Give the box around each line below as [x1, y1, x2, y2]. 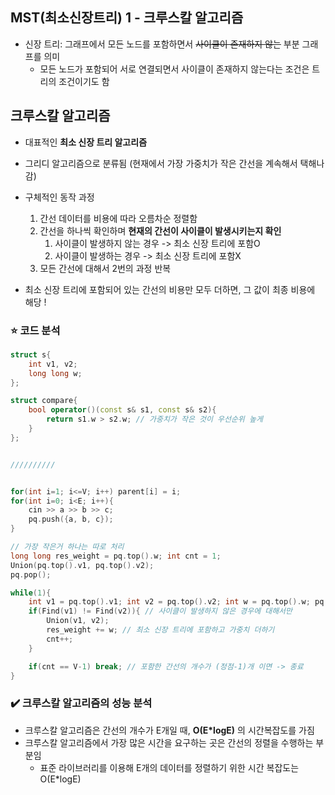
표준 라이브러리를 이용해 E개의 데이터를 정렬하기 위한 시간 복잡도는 [39, 761, 300, 773]
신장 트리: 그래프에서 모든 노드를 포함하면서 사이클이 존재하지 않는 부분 [24, 38, 300, 50]
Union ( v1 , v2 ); [46, 616, 110, 626]
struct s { [10, 349, 52, 360]
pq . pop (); [10, 569, 52, 580]
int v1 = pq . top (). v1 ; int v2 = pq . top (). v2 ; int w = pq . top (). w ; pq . [28, 597, 329, 607]
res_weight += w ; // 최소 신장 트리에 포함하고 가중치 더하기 [46, 625, 275, 635]
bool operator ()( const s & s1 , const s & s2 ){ [28, 405, 217, 415]
